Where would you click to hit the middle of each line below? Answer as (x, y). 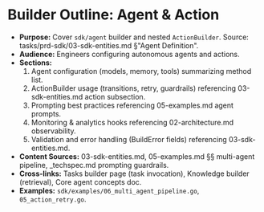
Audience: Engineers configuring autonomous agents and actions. (129, 54)
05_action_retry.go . (53, 199)
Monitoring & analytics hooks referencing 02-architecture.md (132, 122)
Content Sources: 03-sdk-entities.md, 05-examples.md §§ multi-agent (137, 156)
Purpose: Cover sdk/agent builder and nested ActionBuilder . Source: (134, 37)
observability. (54, 131)
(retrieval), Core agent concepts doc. (80, 181)
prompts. (46, 113)
